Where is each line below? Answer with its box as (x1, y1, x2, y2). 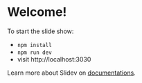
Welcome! (7, 4, 67, 20)
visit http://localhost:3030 (17, 55, 91, 63)
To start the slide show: (7, 27, 74, 35)
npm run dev (17, 49, 52, 56)
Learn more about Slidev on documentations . (7, 68, 136, 77)
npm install (17, 41, 52, 48)
